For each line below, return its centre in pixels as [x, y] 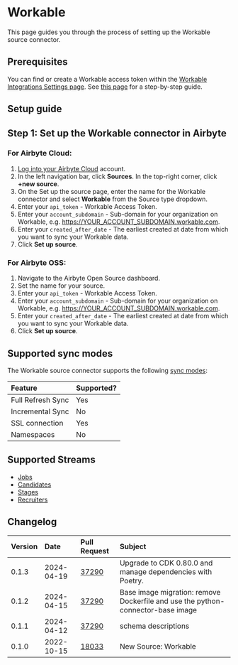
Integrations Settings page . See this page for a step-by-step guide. [105, 87]
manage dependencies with [166, 571]
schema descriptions [154, 626]
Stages [28, 492]
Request [95, 551]
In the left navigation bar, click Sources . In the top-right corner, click [117, 176]
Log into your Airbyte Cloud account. [72, 168]
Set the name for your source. [61, 286]
